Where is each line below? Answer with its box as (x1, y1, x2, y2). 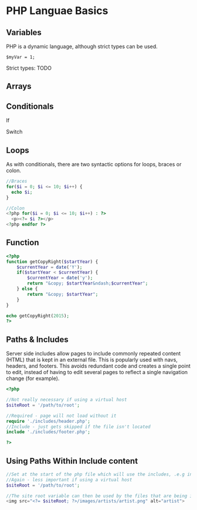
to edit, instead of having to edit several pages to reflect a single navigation (6, 369, 188, 376)
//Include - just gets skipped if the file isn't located (6, 423, 151, 430)
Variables (6, 28, 42, 37)
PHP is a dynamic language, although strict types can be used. (6, 43, 158, 50)
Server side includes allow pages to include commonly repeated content (6, 350, 181, 357)
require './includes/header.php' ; (6, 418, 91, 424)
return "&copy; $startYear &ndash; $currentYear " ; (27, 280, 148, 286)
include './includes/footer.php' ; (6, 429, 91, 435)
